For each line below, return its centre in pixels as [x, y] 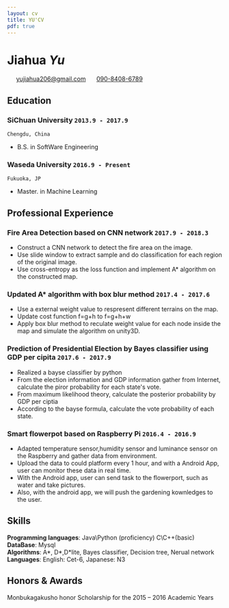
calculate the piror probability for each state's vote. [89, 387]
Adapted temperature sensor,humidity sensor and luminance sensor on [117, 448]
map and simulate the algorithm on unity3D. [78, 331]
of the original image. [47, 262]
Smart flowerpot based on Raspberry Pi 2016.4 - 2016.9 [102, 433]
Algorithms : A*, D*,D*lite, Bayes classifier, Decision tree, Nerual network [111, 552]
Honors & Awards [45, 581]
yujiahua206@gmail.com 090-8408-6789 [80, 79]
